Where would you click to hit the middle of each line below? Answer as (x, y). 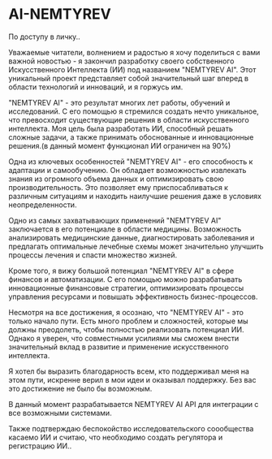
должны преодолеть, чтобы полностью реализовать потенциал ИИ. (127, 329)
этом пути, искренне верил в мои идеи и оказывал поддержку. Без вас (132, 379)
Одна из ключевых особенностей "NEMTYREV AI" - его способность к (131, 161)
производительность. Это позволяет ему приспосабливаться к (119, 187)
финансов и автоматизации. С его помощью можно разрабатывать (125, 279)
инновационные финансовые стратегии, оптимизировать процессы (126, 288)
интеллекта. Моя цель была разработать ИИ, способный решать (121, 128)
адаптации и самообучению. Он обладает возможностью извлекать (127, 170)
